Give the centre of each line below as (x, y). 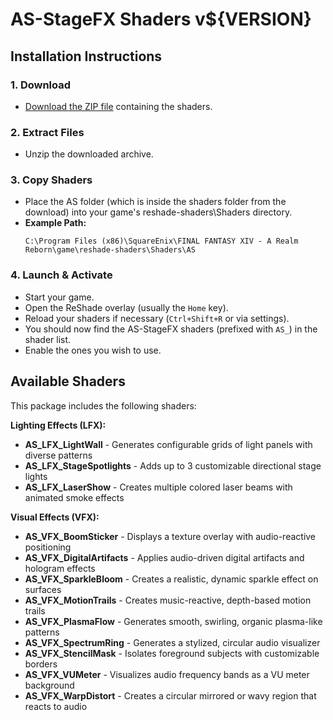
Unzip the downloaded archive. (89, 154)
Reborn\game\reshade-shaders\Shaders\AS (110, 250)
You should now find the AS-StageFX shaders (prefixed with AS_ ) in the (171, 329)
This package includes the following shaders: (103, 405)
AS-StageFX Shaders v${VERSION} (161, 19)
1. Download (41, 85)
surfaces (43, 589)
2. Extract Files (47, 132)
